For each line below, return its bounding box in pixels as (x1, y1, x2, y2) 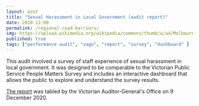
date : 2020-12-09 (6, 19, 49, 25)
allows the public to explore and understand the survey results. (6, 76, 160, 83)
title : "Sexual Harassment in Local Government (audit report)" (6, 14, 168, 20)
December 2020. (6, 94, 48, 101)
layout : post (6, 8, 38, 15)
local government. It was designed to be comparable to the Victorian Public (6, 64, 190, 71)
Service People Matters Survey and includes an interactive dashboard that (6, 70, 188, 77)
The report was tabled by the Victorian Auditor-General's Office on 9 (6, 88, 174, 95)
